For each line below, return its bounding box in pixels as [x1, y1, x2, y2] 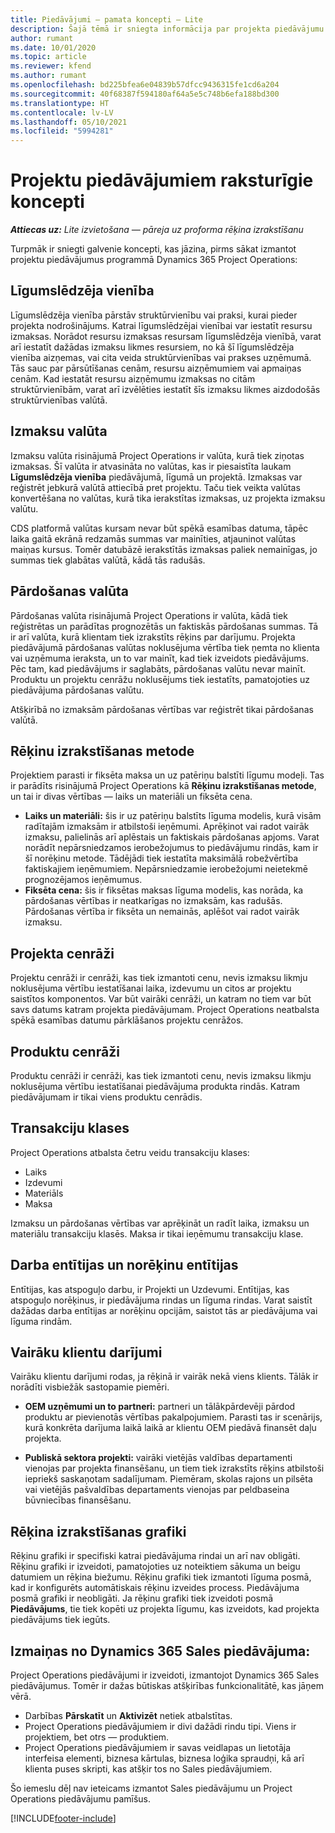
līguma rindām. [10, 1315, 73, 1327]
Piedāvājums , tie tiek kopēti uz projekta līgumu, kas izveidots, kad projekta [10, 1603, 320, 1615]
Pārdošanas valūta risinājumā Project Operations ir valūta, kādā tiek [10, 609, 288, 621]
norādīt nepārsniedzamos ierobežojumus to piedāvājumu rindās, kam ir [24, 842, 319, 854]
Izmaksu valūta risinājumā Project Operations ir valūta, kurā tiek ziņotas [10, 449, 305, 461]
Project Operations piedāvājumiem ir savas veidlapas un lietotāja [24, 1742, 292, 1753]
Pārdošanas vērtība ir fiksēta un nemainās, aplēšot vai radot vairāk [24, 906, 300, 918]
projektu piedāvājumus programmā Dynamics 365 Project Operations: [10, 254, 298, 266]
